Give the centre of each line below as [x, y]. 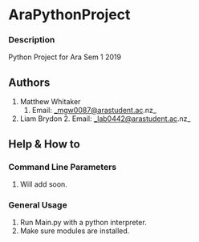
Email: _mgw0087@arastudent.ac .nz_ [94, 111]
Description [32, 40]
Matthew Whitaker [50, 102]
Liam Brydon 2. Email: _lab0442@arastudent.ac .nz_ [105, 119]
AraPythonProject [69, 15]
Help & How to [44, 144]
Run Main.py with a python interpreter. [83, 223]
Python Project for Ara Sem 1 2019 [65, 57]
